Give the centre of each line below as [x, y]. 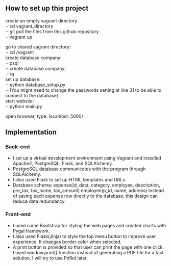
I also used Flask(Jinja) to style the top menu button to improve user [84, 236]
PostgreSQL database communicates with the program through [79, 169]
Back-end [18, 147]
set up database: [23, 79]
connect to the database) [32, 95]
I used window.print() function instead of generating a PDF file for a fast [88, 252]
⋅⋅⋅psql [12, 63]
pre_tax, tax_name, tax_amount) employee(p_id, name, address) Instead [88, 190]
